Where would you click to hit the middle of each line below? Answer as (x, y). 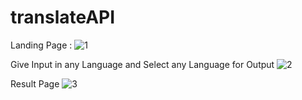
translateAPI (63, 17)
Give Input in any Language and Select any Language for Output (142, 64)
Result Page (35, 83)
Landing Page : (41, 45)
